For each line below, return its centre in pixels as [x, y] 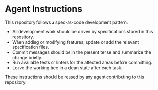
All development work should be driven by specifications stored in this [82, 31]
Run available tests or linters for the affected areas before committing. [82, 62]
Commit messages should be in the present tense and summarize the [82, 52]
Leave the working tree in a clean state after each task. [67, 67]
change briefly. [27, 57]
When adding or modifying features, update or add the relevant [75, 42]
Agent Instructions [44, 9]
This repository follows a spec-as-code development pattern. [67, 22]
